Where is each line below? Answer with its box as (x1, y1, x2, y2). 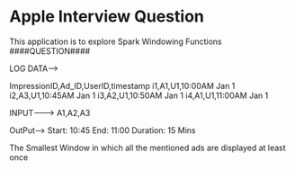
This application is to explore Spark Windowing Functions (9, 36, 222, 47)
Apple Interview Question (9, 6, 204, 27)
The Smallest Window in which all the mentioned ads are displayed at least (9, 142, 286, 153)
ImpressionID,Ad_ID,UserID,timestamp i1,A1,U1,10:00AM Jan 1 (9, 80, 236, 91)
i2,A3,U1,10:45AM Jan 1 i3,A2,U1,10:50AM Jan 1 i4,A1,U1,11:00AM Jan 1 (9, 90, 269, 101)
